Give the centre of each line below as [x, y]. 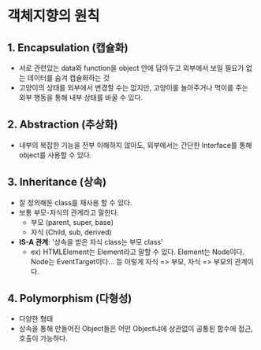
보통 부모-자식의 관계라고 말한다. [69, 212]
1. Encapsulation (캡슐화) [68, 48]
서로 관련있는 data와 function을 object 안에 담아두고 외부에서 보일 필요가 [131, 68]
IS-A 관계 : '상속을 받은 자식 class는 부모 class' [91, 241]
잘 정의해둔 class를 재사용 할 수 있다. [75, 202]
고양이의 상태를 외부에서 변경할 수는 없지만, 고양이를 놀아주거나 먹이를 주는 [134, 88]
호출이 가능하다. [43, 338]
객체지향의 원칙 [54, 16]
